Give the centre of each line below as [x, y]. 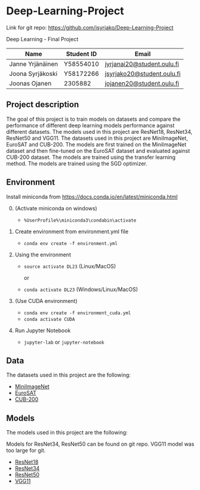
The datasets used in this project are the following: [69, 375]
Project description [43, 105]
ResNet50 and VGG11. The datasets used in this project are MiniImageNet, [97, 138]
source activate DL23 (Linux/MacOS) [70, 266]
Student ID [81, 54]
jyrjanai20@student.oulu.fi [142, 64]
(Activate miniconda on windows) [56, 208]
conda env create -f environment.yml [71, 243]
